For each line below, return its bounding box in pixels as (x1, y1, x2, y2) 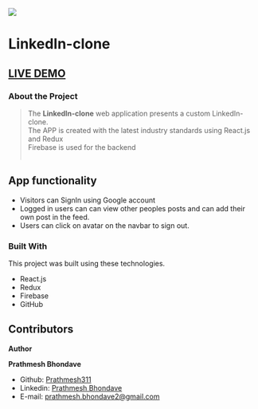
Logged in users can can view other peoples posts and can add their (19, 203, 245, 213)
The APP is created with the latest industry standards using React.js (27, 125, 251, 135)
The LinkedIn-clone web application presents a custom (27, 108, 211, 118)
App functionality (8, 174, 97, 187)
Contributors (8, 323, 74, 336)
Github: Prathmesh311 (19, 375, 92, 384)
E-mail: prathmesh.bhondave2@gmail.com (19, 391, 160, 401)
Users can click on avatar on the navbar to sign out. (19, 220, 190, 230)
